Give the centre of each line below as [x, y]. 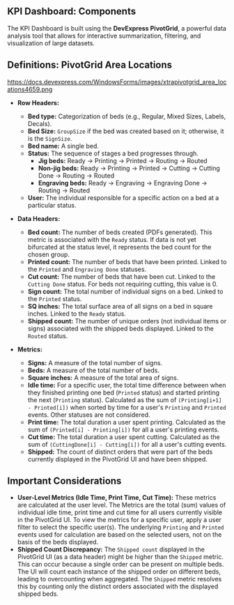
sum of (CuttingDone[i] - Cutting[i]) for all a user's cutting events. [127, 444]
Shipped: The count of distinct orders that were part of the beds [120, 452]
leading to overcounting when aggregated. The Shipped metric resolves [119, 579]
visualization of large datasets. [51, 43]
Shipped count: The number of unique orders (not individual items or [127, 321]
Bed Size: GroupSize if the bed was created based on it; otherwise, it [126, 131]
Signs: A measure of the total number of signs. [95, 362]
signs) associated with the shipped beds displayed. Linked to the [120, 328]
